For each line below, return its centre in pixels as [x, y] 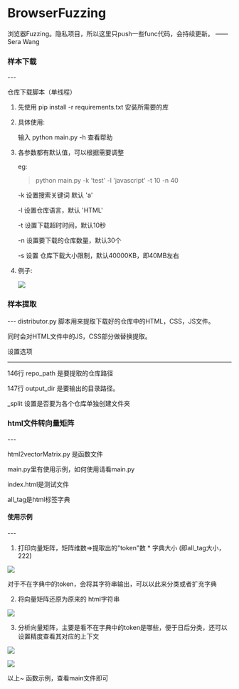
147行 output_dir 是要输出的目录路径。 [63, 388]
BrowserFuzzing [57, 13]
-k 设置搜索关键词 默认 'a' [55, 195]
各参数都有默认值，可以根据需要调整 [71, 153]
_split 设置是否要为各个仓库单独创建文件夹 [69, 403]
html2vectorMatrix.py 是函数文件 [55, 454]
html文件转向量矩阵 [41, 423]
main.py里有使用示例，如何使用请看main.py [71, 469]
